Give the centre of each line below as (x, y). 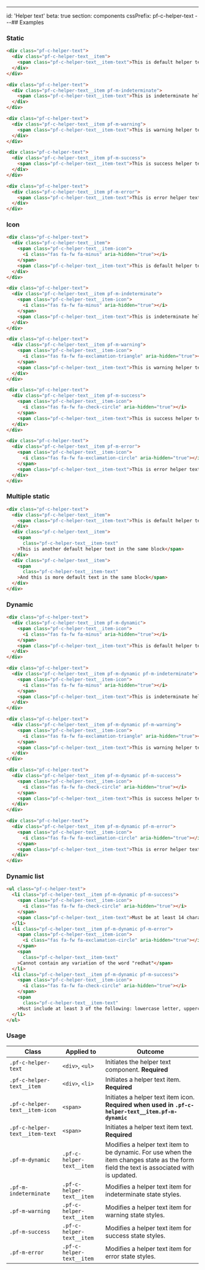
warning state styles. (135, 1215)
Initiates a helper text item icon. (150, 1097)
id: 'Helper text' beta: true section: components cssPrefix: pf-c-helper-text (100, 16)
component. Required (137, 1069)
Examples (32, 22)
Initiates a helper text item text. (149, 1127)
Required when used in (139, 1105)
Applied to (81, 1051)
